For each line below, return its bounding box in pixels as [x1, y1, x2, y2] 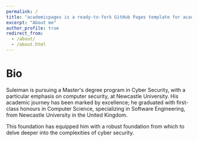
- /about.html [11, 42, 46, 48]
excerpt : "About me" [6, 19, 57, 25]
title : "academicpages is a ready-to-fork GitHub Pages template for [6, 14, 181, 20]
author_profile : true [6, 25, 60, 31]
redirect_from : [6, 31, 44, 37]
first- [176, 98, 189, 106]
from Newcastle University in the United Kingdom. [6, 111, 128, 118]
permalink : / [6, 8, 38, 15]
